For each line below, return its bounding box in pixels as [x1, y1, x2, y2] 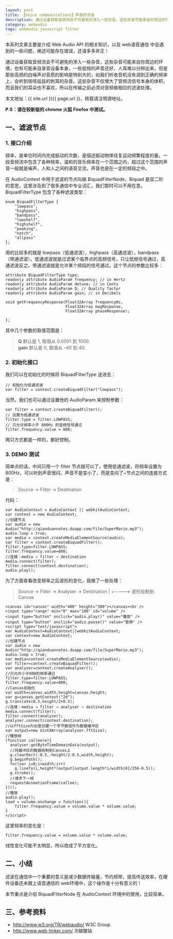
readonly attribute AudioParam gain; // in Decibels [5, 290, 121, 296]
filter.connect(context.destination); [5, 563, 89, 569]
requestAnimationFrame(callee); [10, 781, 80, 786]
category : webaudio [5, 22, 47, 27]
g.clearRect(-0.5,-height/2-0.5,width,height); [10, 752, 114, 758]
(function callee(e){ [5, 738, 52, 743]
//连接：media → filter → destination [5, 554, 86, 560]
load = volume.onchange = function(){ [5, 800, 89, 805]
